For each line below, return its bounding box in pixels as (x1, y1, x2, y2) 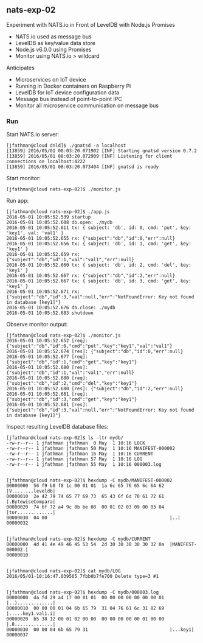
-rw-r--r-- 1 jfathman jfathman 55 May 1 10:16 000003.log (6, 462, 162, 468)
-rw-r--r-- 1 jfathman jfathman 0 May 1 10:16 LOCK (6, 440, 146, 446)
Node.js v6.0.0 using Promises (15, 46, 92, 53)
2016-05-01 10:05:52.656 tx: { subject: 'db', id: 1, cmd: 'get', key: (6, 241, 191, 247)
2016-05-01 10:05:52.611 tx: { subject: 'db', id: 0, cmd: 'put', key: (6, 225, 191, 231)
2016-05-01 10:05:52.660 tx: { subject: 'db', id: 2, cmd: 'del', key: (6, 262, 191, 269)
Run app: (6, 197, 29, 205)
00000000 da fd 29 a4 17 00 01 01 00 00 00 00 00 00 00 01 (6, 595, 165, 601)
